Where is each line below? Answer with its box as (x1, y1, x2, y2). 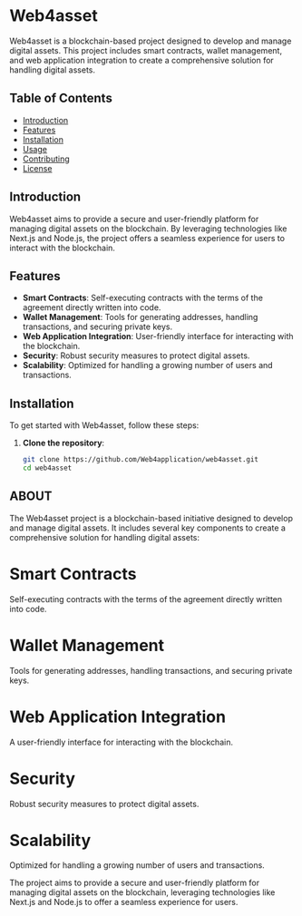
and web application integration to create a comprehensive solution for (9, 54, 274, 65)
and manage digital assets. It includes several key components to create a (9, 522, 286, 533)
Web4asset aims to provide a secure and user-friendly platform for (9, 213, 259, 224)
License (22, 162, 53, 173)
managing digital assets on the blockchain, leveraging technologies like (9, 887, 276, 898)
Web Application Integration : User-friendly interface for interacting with (22, 331, 294, 342)
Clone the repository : (22, 437, 105, 449)
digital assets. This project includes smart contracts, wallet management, (9, 44, 283, 55)
